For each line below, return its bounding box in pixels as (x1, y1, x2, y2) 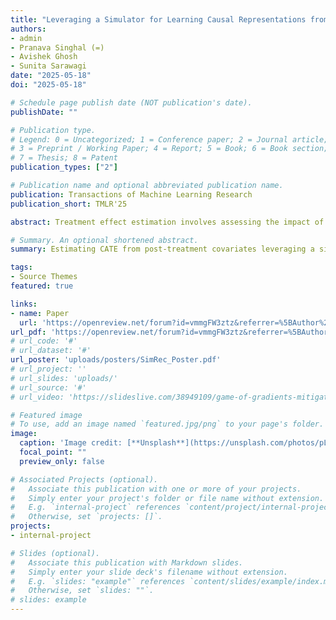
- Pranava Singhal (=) (10, 42, 105, 53)
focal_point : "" (19, 447, 87, 457)
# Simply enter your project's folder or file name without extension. (10, 493, 325, 503)
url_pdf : (10, 327, 47, 337)
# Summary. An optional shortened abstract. (10, 235, 199, 245)
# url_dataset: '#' (10, 346, 92, 356)
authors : (10, 24, 47, 34)
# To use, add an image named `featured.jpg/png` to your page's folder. (10, 419, 325, 430)
